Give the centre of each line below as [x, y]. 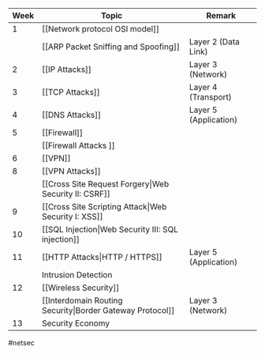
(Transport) [211, 97]
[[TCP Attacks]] [71, 92]
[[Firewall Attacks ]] [79, 145]
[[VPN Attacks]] [71, 171]
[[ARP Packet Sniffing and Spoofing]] [111, 47]
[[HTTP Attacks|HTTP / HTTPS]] [103, 257]
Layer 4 [203, 87]
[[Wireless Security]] [81, 288]
